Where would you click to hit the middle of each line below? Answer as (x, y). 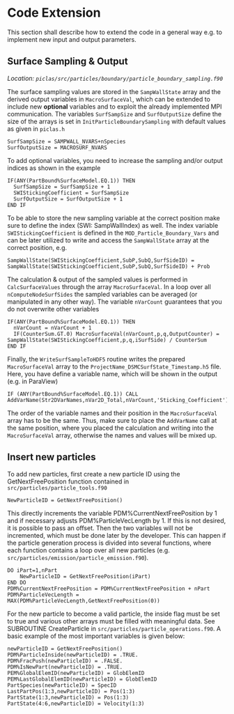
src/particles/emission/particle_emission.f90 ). (78, 557)
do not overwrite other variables (53, 309)
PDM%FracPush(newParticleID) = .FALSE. (65, 661)
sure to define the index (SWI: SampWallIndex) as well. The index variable (113, 225)
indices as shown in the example (54, 168)
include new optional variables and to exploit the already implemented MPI (115, 107)
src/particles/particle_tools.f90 (57, 488)
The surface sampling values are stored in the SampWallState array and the (114, 91)
